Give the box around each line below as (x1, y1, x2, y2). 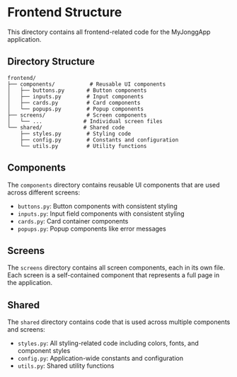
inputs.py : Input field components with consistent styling (17, 209, 185, 218)
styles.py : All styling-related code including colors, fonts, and (17, 339, 200, 347)
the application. (7, 279, 53, 287)
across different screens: (7, 188, 80, 197)
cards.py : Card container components (17, 216, 129, 225)
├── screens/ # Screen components (7, 111, 147, 119)
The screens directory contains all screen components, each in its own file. (7, 263, 225, 272)
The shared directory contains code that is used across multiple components (7, 318, 231, 326)
